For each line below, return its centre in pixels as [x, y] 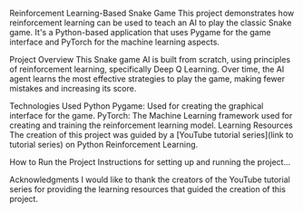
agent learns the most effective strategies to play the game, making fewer [147, 79]
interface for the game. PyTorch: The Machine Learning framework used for [151, 116]
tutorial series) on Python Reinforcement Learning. [104, 145]
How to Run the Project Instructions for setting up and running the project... [150, 162]
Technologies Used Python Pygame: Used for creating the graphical [137, 106]
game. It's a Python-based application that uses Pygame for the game [140, 32]
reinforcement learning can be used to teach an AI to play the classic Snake [151, 23]
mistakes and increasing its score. [73, 88]
